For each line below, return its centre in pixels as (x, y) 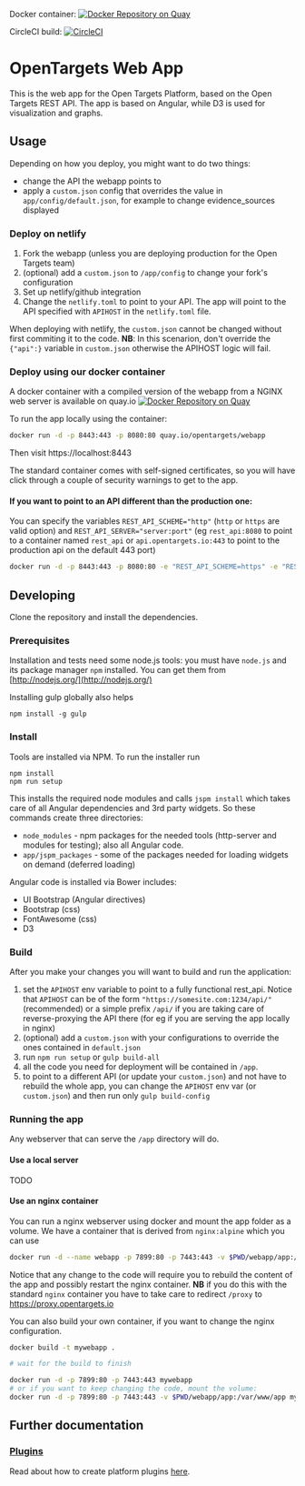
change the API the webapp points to (92, 181)
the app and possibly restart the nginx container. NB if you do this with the (148, 1284)
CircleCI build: (36, 31)
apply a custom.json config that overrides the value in (123, 190)
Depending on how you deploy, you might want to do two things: (130, 163)
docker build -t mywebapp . (63, 1347)
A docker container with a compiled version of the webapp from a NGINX (146, 392)
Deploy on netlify (48, 234)
